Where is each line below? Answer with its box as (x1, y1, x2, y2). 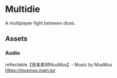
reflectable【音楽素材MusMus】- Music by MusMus (5, 61, 112, 67)
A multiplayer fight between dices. (5, 20, 76, 26)
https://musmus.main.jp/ (5, 67, 56, 73)
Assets (5, 34, 27, 43)
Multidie (5, 3, 40, 15)
